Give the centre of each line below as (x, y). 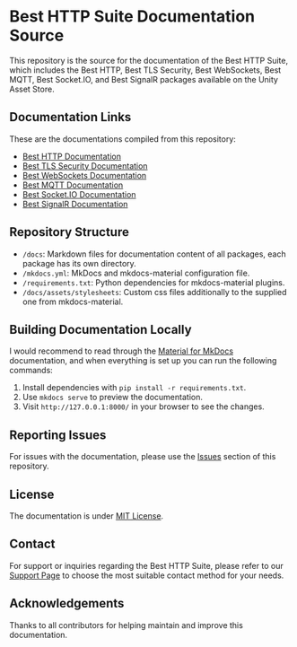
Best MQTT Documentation (73, 185)
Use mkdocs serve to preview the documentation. (113, 398)
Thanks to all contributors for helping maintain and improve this (127, 625)
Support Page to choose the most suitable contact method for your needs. (147, 575)
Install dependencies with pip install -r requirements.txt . (134, 388)
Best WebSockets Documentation (84, 175)
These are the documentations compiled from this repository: (122, 139)
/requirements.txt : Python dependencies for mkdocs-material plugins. (153, 282)
